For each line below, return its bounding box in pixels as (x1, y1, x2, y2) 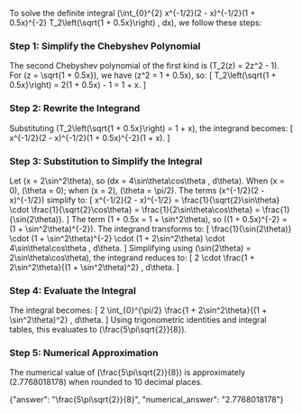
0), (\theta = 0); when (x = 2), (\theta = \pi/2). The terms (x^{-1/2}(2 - (9, 184, 265, 195)
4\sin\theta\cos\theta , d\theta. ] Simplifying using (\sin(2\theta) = (9, 242, 252, 253)
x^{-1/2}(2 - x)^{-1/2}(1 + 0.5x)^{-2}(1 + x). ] (9, 132, 170, 143)
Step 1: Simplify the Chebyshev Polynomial (9, 40, 201, 52)
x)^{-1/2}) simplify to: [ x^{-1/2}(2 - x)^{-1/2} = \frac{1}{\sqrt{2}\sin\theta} (9, 194, 280, 205)
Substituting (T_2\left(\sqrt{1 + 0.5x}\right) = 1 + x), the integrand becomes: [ (9, 122, 294, 134)
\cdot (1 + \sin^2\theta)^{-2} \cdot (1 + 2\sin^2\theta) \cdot (9, 232, 225, 243)
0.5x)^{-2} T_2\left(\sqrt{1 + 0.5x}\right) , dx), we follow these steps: (9, 17, 262, 28)
